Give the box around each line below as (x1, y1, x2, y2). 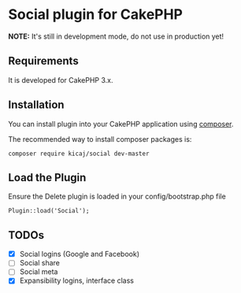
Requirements (8, 54, 79, 68)
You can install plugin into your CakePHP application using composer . (8, 119, 234, 128)
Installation (8, 98, 65, 112)
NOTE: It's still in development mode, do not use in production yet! (8, 32, 224, 41)
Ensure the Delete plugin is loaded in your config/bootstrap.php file (8, 191, 226, 202)
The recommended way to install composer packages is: (8, 134, 192, 143)
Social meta (19, 267, 58, 276)
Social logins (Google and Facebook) (19, 250, 140, 259)
